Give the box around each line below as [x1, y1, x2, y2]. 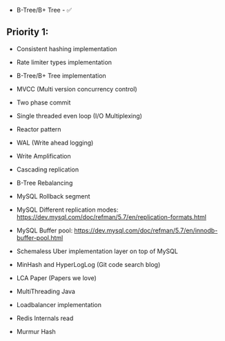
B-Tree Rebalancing [16, 178, 73, 187]
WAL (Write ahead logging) [16, 138, 94, 147]
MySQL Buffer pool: [16, 226, 73, 234]
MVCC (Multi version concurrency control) [16, 84, 137, 93]
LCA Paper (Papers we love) [16, 273, 97, 282]
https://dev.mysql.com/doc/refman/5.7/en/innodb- [74, 226, 218, 234]
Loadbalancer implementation [16, 300, 101, 308]
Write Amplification [16, 151, 71, 160]
